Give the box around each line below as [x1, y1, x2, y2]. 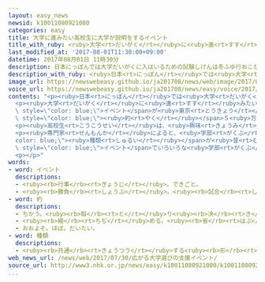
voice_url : [8, 85, 44, 93]
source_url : [8, 261, 47, 269]
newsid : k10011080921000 [8, 19, 90, 27]
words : [8, 159, 30, 167]
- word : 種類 [8, 232, 49, 240]
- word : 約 [8, 195, 43, 203]
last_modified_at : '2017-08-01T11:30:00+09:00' [8, 48, 168, 56]
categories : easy [8, 26, 65, 34]
